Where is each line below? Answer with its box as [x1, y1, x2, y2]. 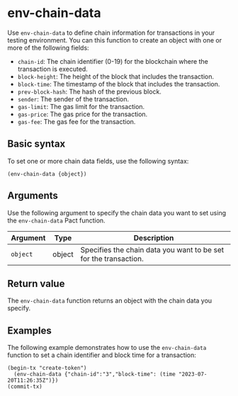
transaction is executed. [17, 64, 89, 73]
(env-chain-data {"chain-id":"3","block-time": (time [13, 370, 176, 378]
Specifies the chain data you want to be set [80, 244, 225, 254]
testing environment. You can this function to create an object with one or [7, 35, 222, 44]
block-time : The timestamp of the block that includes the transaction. [17, 79, 220, 88]
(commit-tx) [7, 383, 42, 390]
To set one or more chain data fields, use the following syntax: [7, 157, 189, 165]
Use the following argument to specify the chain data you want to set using [7, 208, 227, 217]
